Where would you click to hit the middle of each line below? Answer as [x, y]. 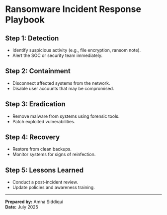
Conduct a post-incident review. [45, 182]
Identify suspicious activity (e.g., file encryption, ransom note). [77, 50]
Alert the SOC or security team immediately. [57, 55]
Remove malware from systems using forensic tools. [66, 116]
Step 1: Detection [32, 38]
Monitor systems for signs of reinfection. [54, 154]
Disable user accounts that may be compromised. [63, 88]
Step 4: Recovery [33, 137]
